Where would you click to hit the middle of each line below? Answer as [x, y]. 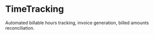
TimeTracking [35, 9]
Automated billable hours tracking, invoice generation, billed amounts [77, 23]
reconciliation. [20, 28]
